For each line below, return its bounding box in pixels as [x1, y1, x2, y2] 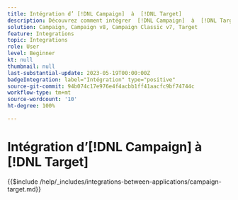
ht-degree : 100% [7, 102, 55, 110]
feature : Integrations [7, 30, 74, 37]
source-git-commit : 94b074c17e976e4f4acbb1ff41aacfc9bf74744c [7, 83, 195, 90]
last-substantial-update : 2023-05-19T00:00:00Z [7, 69, 151, 76]
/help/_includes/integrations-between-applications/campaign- [39, 177, 222, 186]
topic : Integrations [7, 37, 69, 44]
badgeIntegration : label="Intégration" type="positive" [7, 76, 176, 83]
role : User [7, 43, 40, 50]
